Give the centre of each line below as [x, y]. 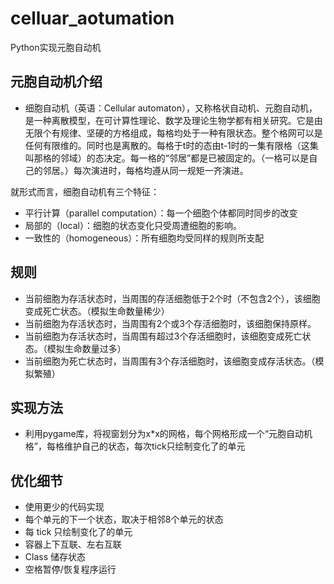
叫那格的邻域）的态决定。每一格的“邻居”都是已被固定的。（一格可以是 [167, 158]
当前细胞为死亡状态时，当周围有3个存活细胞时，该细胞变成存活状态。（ [170, 361]
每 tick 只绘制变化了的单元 [78, 532]
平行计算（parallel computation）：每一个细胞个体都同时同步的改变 [161, 213]
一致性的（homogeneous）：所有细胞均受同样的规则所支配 [144, 238]
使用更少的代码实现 [64, 507]
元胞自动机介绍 [56, 82]
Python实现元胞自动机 [56, 47]
